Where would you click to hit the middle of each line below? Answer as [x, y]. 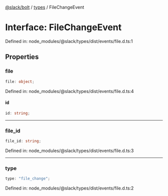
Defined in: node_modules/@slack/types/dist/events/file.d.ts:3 [69, 150]
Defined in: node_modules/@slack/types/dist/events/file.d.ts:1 [69, 41]
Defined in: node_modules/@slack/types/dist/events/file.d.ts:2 [69, 188]
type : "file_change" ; [28, 179]
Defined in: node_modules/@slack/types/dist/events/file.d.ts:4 [69, 91]
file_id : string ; [23, 141]
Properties [22, 57]
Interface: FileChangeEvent [63, 27]
